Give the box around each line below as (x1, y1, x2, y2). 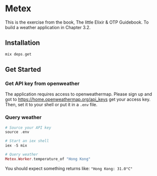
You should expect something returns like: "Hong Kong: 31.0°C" (5, 165, 133, 171)
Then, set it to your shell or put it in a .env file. (5, 102, 98, 108)
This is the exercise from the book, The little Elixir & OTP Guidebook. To (5, 19, 149, 25)
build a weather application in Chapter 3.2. (5, 24, 91, 30)
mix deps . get (5, 52, 32, 57)
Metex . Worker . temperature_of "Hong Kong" (5, 156, 91, 161)
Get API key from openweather (5, 80, 80, 87)
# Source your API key (5, 125, 51, 130)
